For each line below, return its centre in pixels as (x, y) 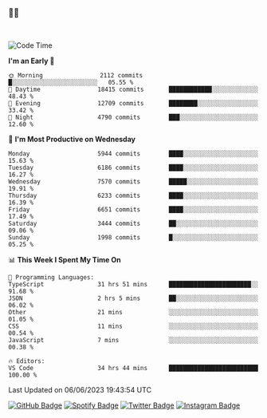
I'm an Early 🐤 (31, 61)
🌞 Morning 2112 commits (76, 76)
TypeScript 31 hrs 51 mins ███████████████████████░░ (133, 285)
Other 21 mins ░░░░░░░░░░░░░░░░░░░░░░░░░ (133, 313)
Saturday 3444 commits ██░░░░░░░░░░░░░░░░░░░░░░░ (133, 224)
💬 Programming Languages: (51, 278)
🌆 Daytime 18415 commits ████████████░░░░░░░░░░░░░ (133, 90)
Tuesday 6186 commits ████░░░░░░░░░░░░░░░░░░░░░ (133, 168)
